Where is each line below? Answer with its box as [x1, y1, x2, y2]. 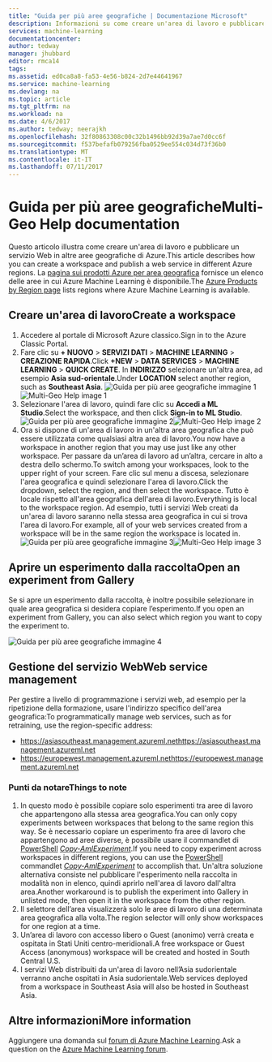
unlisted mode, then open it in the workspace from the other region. [19, 895, 247, 905]
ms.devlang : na [8, 87, 60, 96]
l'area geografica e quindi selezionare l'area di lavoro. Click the [19, 477, 228, 486]
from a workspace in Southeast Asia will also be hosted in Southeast [19, 982, 249, 991]
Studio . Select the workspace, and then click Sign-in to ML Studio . [19, 408, 243, 417]
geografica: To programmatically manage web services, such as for [8, 711, 232, 721]
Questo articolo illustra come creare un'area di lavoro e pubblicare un [8, 242, 240, 252]
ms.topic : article [8, 95, 70, 103]
